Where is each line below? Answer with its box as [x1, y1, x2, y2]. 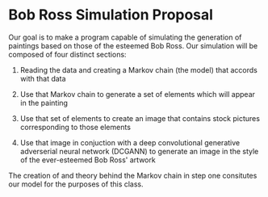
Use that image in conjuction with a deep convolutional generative [19, 137, 241, 147]
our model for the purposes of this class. [8, 179, 144, 189]
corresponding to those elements [19, 122, 132, 132]
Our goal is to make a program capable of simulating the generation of [8, 32, 242, 42]
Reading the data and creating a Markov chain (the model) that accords [19, 65, 258, 74]
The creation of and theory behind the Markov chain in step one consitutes [8, 170, 258, 180]
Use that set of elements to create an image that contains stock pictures [19, 113, 261, 123]
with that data [19, 73, 66, 83]
